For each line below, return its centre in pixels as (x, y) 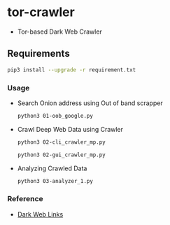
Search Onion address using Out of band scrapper (90, 103)
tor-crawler (41, 12)
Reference (25, 199)
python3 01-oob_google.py (55, 116)
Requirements (38, 54)
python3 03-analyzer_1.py (55, 181)
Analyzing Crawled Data (52, 168)
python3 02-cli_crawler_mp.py (62, 142)
